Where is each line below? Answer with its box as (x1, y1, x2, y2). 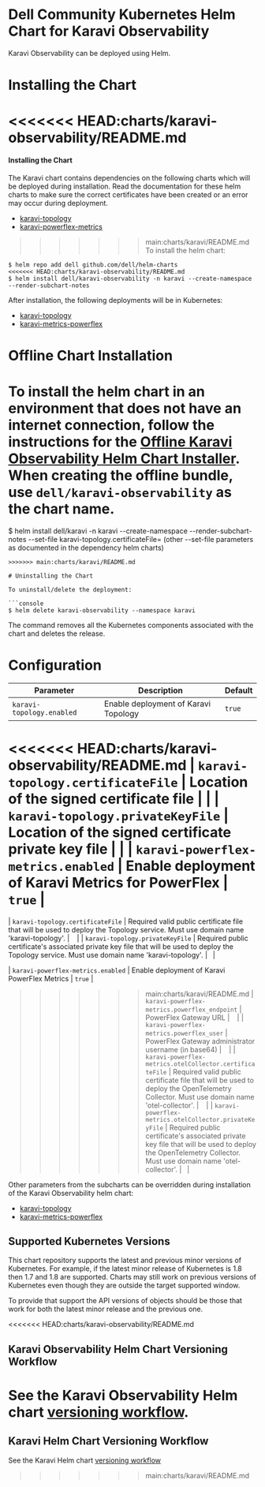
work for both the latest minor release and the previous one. (8, 1304, 203, 1314)
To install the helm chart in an (8, 383, 205, 400)
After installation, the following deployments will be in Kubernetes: (8, 295, 223, 304)
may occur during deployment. (8, 198, 109, 207)
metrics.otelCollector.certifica (145, 1059, 256, 1068)
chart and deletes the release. (8, 629, 106, 638)
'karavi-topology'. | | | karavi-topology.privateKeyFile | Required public (8, 933, 248, 943)
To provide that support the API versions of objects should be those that (8, 1296, 243, 1306)
